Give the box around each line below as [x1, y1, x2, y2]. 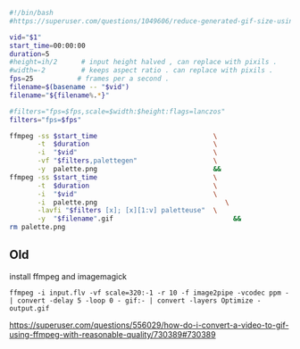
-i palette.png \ [37, 197, 229, 207]
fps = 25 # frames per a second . [9, 74, 170, 84]
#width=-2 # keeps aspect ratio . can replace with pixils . [9, 66, 274, 75]
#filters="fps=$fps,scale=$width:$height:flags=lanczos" [9, 107, 226, 116]
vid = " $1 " [9, 32, 42, 42]
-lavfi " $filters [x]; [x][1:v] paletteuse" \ [37, 206, 218, 215]
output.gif [9, 303, 50, 312]
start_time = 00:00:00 [9, 41, 87, 50]
